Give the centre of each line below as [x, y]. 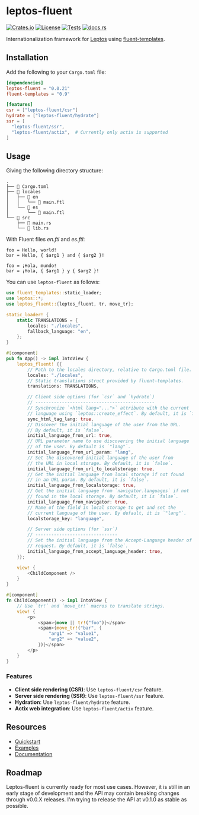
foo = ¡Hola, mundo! [32, 266]
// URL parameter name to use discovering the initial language [108, 441]
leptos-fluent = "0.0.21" [38, 88]
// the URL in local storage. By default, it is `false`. [100, 463]
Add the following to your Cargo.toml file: [56, 72]
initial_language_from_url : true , [70, 436]
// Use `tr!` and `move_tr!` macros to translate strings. [91, 606]
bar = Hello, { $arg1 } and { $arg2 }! [55, 256]
